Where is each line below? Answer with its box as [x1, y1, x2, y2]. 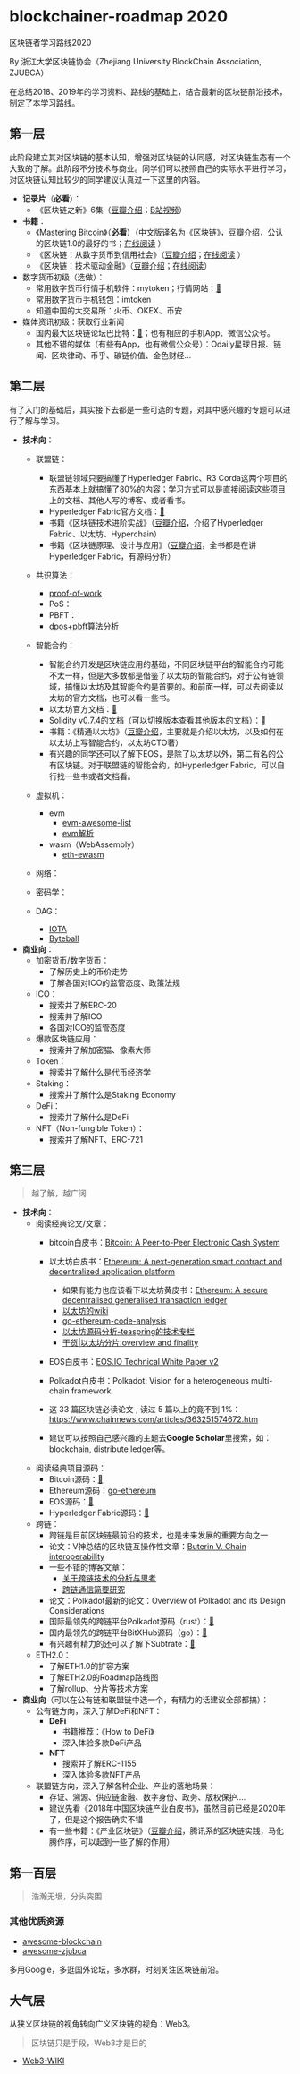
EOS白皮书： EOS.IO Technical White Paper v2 [48, 1357, 219, 1367]
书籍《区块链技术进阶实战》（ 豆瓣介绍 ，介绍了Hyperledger [48, 517, 264, 527]
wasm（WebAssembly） [48, 839, 140, 850]
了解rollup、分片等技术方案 [48, 1684, 149, 1694]
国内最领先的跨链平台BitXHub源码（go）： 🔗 [48, 1627, 208, 1638]
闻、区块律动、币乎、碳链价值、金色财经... [35, 349, 192, 360]
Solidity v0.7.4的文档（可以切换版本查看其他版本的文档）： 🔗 [48, 715, 266, 725]
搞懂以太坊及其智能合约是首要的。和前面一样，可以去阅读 [64, 681, 277, 691]
